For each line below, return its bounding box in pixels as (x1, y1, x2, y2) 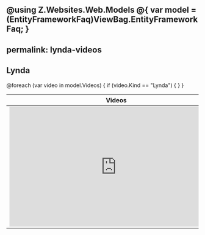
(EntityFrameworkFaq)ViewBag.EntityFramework (6, 15, 198, 25)
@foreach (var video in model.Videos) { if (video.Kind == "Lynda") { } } (6, 82, 184, 89)
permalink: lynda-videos (6, 44, 102, 55)
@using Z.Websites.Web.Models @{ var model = (6, 5, 196, 15)
